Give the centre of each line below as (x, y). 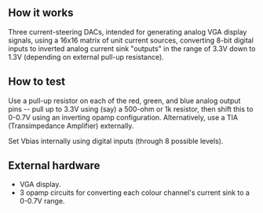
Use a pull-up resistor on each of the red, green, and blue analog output (124, 101)
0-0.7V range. (42, 201)
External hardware (54, 165)
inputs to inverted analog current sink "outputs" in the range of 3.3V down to (132, 48)
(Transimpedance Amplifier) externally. (71, 126)
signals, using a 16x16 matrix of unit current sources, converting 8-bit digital (131, 40)
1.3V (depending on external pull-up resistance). (86, 57)
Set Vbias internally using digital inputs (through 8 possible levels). (116, 141)
